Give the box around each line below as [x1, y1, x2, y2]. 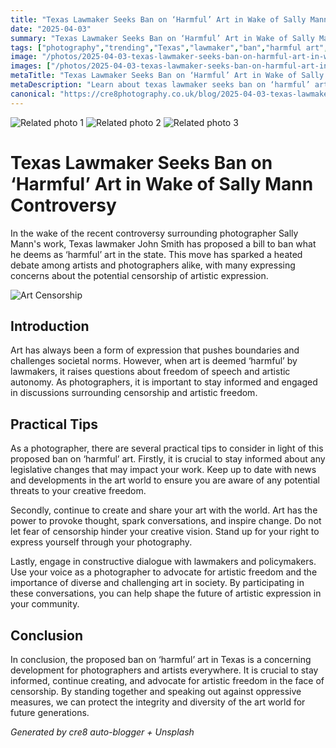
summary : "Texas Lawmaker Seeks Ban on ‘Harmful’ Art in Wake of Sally [10, 33, 315, 43]
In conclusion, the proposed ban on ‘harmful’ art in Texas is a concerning [10, 654, 312, 665]
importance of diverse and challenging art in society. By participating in [10, 577, 305, 589]
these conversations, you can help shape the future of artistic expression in [10, 587, 322, 600]
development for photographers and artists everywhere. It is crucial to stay [10, 664, 319, 676]
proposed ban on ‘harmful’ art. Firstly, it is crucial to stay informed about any [10, 453, 326, 465]
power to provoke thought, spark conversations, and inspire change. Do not [10, 515, 322, 527]
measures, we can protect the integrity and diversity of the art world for [10, 696, 306, 708]
